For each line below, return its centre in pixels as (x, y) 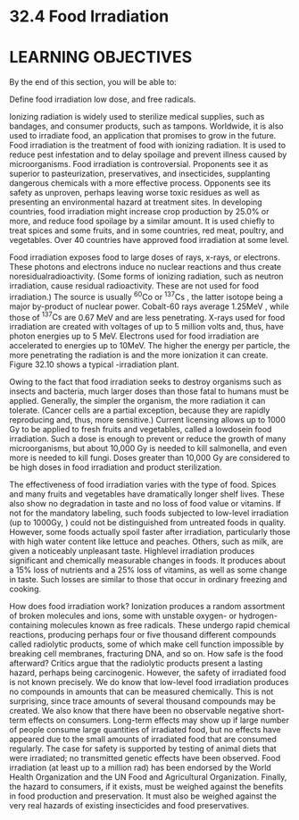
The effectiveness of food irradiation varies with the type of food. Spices (143, 485)
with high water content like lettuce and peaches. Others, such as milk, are (146, 541)
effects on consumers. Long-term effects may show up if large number (159, 720)
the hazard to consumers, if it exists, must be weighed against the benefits (146, 787)
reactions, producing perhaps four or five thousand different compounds (143, 635)
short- (274, 711)
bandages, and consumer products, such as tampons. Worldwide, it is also (146, 126)
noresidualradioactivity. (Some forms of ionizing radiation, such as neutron (146, 276)
